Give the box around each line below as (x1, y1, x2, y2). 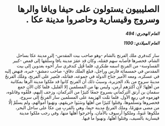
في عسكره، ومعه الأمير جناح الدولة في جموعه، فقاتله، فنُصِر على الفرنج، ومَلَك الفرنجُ (4, 73, 160, 79)
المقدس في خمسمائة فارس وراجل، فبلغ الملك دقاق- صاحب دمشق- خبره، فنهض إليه (4, 68, 160, 74)
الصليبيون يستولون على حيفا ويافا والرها (17, 3, 160, 15)
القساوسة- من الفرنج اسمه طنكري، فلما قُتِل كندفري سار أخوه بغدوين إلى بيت (17, 63, 160, 69)
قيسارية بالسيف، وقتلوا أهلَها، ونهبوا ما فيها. (81, 115, 160, 121)
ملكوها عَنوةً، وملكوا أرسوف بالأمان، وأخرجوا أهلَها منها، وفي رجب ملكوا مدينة (19, 110, 160, 116)
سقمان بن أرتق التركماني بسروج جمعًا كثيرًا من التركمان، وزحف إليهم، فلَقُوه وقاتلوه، (5, 89, 160, 95)
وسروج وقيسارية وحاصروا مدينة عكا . (26, 14, 160, 25)
